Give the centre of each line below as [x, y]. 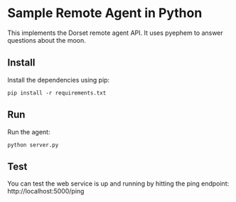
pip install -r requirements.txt [57, 93]
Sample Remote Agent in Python [105, 13]
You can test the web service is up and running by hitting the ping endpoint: [118, 184]
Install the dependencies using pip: [59, 80]
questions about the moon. [47, 40]
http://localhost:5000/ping [46, 191]
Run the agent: [29, 132]
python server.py [33, 145]
